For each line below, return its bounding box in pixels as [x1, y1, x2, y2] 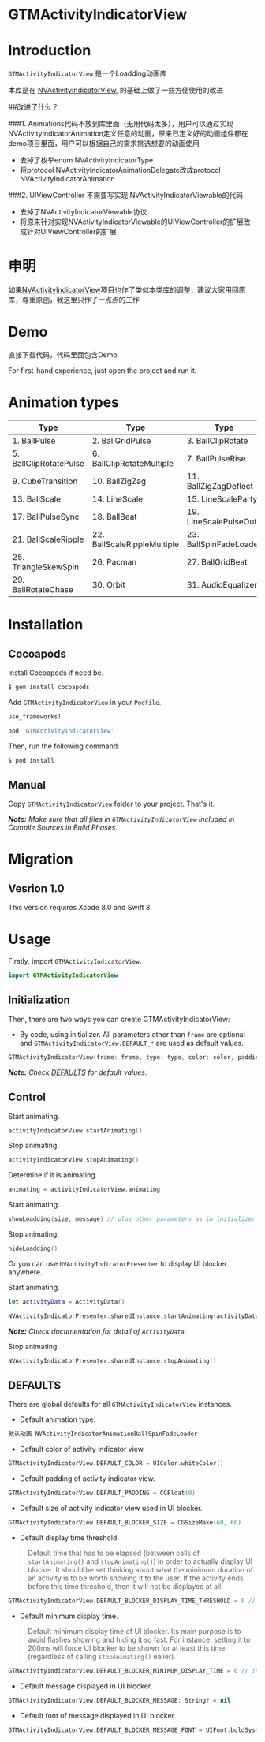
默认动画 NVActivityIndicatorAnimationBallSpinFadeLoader [8, 1430, 199, 1438]
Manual [8, 778, 46, 792]
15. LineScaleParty [186, 493, 258, 504]
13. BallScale [12, 493, 62, 504]
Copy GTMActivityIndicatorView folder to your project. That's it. [8, 799, 215, 809]
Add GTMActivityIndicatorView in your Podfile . [8, 697, 162, 707]
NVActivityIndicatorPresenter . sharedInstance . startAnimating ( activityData [8, 1311, 259, 1320]
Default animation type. [19, 1415, 96, 1424]
